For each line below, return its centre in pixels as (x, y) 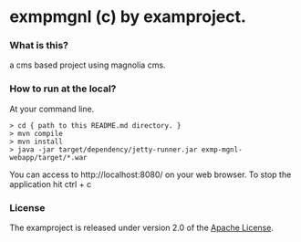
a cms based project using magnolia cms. (88, 65)
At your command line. (52, 109)
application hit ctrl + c (51, 184)
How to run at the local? (63, 89)
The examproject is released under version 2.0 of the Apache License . (141, 228)
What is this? (39, 46)
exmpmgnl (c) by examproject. (128, 17)
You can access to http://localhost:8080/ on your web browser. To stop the (150, 174)
